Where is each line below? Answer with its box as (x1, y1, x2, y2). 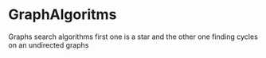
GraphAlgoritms (8, 6, 117, 24)
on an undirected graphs (8, 40, 89, 49)
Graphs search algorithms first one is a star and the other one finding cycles (8, 32, 259, 41)
